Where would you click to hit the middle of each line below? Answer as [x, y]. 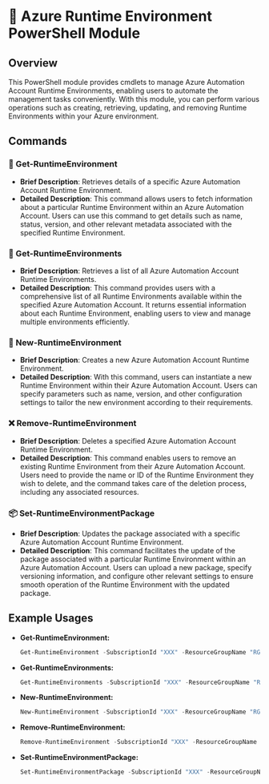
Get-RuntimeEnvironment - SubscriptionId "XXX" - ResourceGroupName [133, 652]
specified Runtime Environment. [72, 232]
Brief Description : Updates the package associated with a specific [130, 533]
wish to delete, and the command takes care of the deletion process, [133, 483]
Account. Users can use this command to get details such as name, [131, 215]
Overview [33, 63]
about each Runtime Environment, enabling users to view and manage [135, 313]
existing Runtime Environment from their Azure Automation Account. [132, 466]
